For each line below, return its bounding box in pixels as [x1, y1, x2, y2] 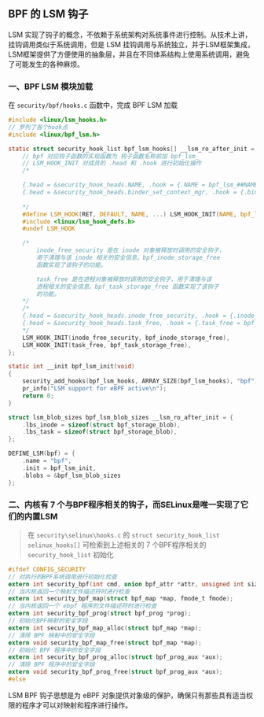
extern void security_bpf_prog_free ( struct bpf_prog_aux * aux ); [8, 668, 223, 676]
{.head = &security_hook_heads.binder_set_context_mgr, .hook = [22, 188, 237, 197]
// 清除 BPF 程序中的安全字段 [8, 660, 96, 669]
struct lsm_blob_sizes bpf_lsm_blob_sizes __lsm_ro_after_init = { [8, 413, 234, 421]
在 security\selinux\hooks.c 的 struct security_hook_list [27, 530, 220, 539]
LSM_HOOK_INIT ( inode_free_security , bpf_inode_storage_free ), [22, 334, 230, 342]
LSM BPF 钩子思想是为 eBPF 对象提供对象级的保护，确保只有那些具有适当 [8, 690, 247, 700]
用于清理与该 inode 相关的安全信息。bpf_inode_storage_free [36, 254, 221, 262]
